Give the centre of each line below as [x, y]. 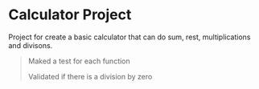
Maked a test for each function [79, 61]
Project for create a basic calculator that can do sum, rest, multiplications [129, 37]
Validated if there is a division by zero [90, 76]
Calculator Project [70, 15]
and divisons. [31, 45]
